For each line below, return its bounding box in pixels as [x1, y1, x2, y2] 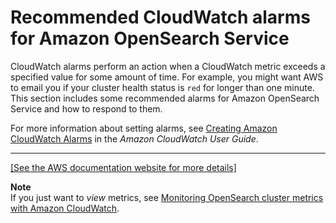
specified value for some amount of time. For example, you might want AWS [10, 71, 324, 83]
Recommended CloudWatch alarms [10, 6, 311, 29]
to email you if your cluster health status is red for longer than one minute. [10, 81, 315, 93]
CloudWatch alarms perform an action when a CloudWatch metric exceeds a [10, 60, 326, 72]
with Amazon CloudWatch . [10, 202, 120, 214]
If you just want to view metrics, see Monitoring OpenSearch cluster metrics [10, 191, 324, 203]
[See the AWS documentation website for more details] [10, 161, 237, 173]
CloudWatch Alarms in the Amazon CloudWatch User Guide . [10, 132, 259, 145]
